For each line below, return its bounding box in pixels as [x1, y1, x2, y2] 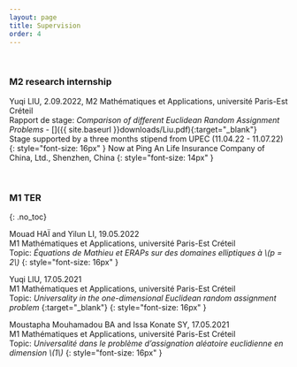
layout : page [9, 12, 57, 22]
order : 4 [9, 29, 42, 38]
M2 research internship [9, 76, 112, 88]
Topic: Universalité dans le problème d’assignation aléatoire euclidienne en [9, 338, 284, 348]
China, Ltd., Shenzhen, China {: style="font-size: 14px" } [9, 152, 214, 163]
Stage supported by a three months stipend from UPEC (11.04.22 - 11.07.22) [9, 134, 284, 144]
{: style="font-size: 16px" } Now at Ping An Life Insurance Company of [9, 142, 265, 153]
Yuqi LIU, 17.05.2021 [9, 273, 82, 284]
